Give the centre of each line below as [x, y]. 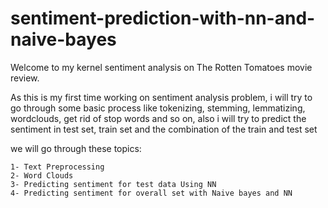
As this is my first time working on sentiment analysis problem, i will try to [161, 97]
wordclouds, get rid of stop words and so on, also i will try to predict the [158, 118]
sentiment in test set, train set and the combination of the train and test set [164, 129]
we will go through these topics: [76, 148]
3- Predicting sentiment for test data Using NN [113, 184]
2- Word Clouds [42, 175]
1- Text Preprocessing [57, 167]
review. [25, 78]
